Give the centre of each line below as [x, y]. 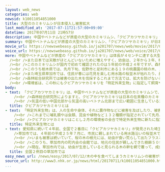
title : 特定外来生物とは [32, 124]
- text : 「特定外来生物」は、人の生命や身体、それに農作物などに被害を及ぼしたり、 [80, 111]
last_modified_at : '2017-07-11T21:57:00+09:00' [55, 28]
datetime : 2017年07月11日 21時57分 [40, 33]
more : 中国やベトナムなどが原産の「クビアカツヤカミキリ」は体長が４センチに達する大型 [83, 55]
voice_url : [16, 51]
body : [11, 87]
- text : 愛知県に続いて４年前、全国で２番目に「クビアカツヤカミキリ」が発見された [80, 129]
